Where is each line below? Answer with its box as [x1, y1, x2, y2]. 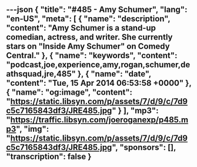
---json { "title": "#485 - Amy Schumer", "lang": [6, 5, 188, 15]
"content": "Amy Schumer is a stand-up [6, 23, 156, 33]
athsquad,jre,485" [6, 69, 76, 79]
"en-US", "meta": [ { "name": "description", [6, 14, 171, 24]
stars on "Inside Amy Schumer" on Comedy [6, 41, 170, 52]
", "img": [15, 124, 49, 134]
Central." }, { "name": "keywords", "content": [6, 51, 178, 61]
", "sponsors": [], [111, 142, 176, 152]
